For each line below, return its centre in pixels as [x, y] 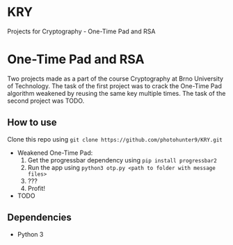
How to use [32, 122]
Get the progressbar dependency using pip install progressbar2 [122, 160]
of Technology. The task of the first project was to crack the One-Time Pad [115, 86]
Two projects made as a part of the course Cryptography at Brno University [115, 78]
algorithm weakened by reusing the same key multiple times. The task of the [116, 93]
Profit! [37, 188]
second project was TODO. [46, 101]
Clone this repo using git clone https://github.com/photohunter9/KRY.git [115, 139]
